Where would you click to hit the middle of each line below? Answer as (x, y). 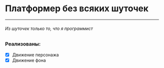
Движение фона (29, 60)
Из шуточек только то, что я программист (49, 28)
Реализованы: (23, 44)
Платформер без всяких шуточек (77, 9)
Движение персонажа (35, 55)
